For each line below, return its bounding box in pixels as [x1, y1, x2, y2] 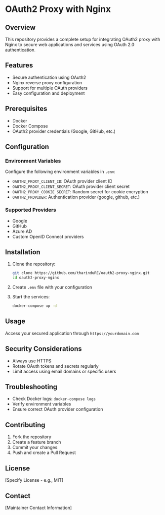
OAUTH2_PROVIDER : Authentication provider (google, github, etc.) [12, 194, 140, 200]
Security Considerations [5, 344, 82, 353]
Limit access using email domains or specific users [12, 368, 117, 374]
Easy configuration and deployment [12, 90, 85, 96]
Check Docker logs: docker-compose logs [12, 396, 96, 402]
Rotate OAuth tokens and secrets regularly [12, 363, 99, 369]
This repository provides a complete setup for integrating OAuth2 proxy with [5, 36, 161, 42]
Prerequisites [5, 105, 47, 113]
